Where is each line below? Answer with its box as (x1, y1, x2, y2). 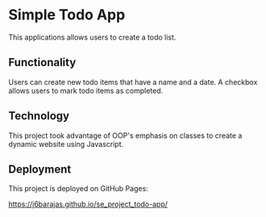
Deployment (8, 162, 72, 176)
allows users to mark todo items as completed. (8, 86, 164, 95)
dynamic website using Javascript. (8, 139, 124, 148)
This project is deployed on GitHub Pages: (8, 184, 149, 194)
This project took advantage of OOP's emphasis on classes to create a (8, 131, 243, 140)
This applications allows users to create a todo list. (8, 32, 177, 42)
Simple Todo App (8, 6, 126, 24)
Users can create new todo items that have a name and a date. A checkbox (8, 77, 258, 86)
